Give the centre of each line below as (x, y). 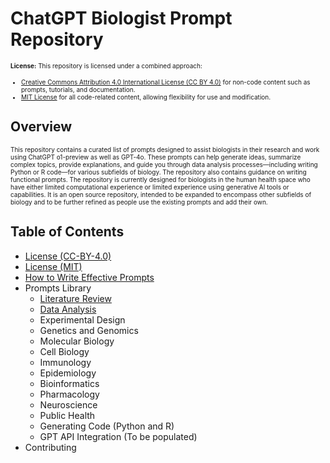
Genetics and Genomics (89, 330)
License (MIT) (53, 266)
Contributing (50, 447)
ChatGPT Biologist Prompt (121, 18)
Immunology (65, 362)
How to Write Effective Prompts (89, 277)
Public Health (67, 415)
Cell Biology (64, 351)
